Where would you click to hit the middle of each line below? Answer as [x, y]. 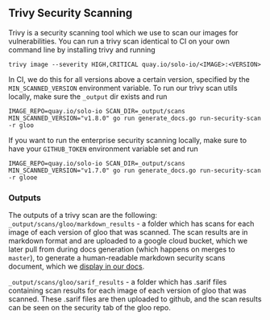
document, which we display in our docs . [77, 267]
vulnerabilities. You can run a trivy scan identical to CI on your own [119, 41]
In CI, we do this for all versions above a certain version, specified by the [129, 79]
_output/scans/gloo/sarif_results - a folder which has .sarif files [118, 282]
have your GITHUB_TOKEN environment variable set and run [104, 149]
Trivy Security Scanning [71, 13]
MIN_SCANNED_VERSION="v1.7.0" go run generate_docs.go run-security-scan [135, 170]
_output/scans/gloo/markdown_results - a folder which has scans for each [131, 224]
